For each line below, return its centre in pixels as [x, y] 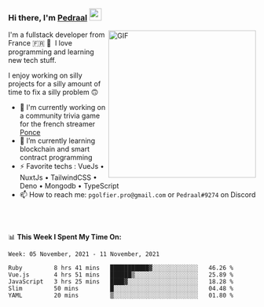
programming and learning [51, 52]
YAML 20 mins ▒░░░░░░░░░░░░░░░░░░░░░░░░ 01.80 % [121, 296]
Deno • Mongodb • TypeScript [69, 186]
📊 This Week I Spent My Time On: [65, 237]
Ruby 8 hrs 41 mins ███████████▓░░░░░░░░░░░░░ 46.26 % [121, 268]
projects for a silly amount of [55, 84]
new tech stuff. [32, 60]
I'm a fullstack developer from [57, 35]
